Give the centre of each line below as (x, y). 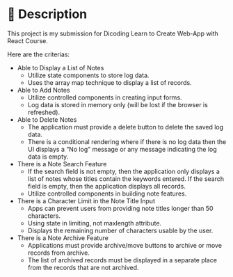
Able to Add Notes (43, 90)
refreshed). (44, 112)
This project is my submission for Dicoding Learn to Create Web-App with (113, 33)
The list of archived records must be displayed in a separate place (122, 260)
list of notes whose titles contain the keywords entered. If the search (126, 179)
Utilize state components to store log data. (88, 75)
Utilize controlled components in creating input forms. (105, 97)
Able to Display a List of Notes (61, 68)
